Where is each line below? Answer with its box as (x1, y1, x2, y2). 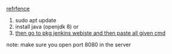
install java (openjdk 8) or (15, 23, 79, 30)
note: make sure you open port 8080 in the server (6, 41, 131, 48)
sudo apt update (15, 17, 57, 23)
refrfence (6, 5, 30, 12)
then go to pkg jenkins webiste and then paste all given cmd (15, 29, 166, 37)
